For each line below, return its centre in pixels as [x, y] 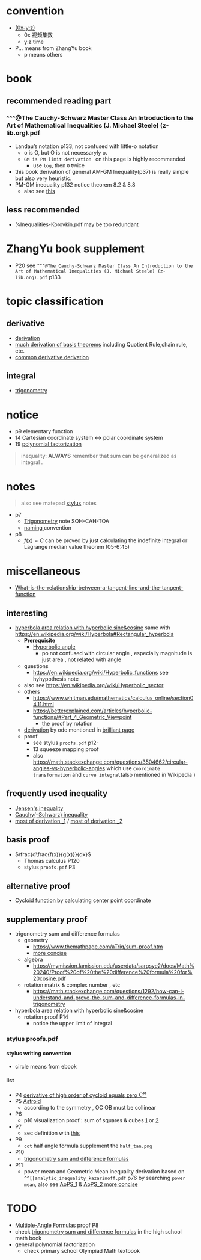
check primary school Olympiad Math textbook [82, 1251]
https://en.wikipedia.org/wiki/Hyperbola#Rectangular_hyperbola [94, 634]
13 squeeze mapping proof [66, 749]
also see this [39, 191]
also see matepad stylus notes [59, 503]
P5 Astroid [28, 1101]
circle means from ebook [46, 1067]
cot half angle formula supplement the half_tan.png [88, 1146]
